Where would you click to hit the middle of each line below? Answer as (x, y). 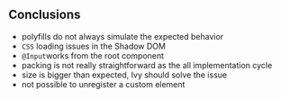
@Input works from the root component (92, 55)
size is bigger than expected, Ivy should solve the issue (124, 75)
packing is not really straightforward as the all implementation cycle (147, 65)
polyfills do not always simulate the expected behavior (122, 36)
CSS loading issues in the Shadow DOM (93, 46)
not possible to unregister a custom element (103, 84)
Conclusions (45, 15)
